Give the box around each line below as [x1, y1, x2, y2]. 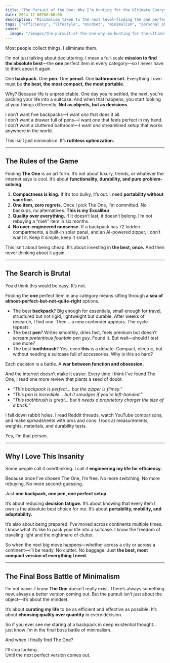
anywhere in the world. [5, 128, 53, 134]
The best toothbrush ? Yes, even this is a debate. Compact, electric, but [12, 345, 163, 351]
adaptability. [5, 511, 33, 518]
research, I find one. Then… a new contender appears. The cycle [12, 318, 148, 324]
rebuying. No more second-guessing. [5, 481, 83, 487]
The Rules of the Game [5, 157, 78, 166]
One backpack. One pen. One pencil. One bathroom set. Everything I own [5, 76, 162, 81]
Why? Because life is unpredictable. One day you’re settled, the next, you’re [5, 91, 163, 97]
